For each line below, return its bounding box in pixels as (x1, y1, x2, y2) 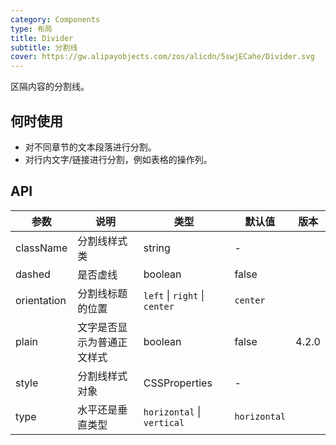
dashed (15, 267, 51, 281)
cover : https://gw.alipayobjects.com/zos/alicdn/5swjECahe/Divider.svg (10, 52, 315, 62)
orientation (15, 293, 67, 307)
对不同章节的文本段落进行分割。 (24, 141, 157, 153)
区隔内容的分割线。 (10, 81, 90, 93)
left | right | (143, 288, 205, 302)
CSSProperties (143, 376, 213, 390)
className (15, 241, 68, 255)
